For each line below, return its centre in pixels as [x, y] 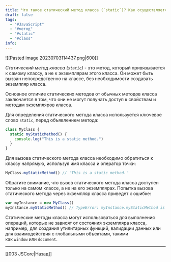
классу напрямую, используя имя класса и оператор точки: [71, 163]
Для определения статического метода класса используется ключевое [83, 114]
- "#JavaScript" [27, 24]
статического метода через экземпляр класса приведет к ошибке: [78, 194]
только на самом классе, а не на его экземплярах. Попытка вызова [79, 188]
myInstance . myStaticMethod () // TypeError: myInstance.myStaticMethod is [85, 207]
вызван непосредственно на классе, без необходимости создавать [79, 78]
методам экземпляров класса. [39, 105]
